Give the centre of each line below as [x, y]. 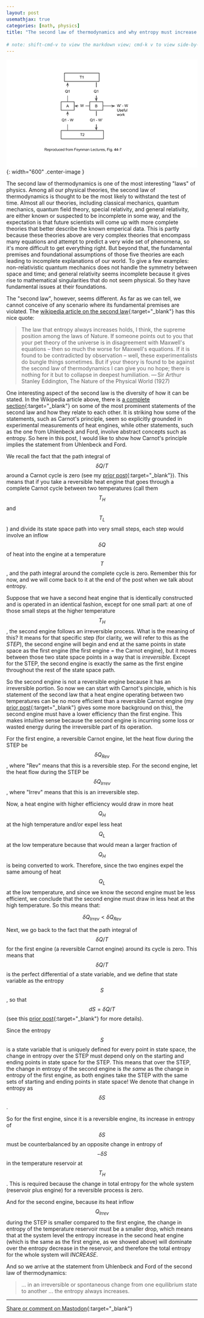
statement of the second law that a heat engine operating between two [95, 695]
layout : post [23, 13]
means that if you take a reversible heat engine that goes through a [90, 481]
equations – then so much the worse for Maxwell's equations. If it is [105, 348]
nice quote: [20, 318]
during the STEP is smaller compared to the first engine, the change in [94, 1223]
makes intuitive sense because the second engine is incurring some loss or [100, 720]
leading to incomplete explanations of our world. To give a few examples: [98, 260]
